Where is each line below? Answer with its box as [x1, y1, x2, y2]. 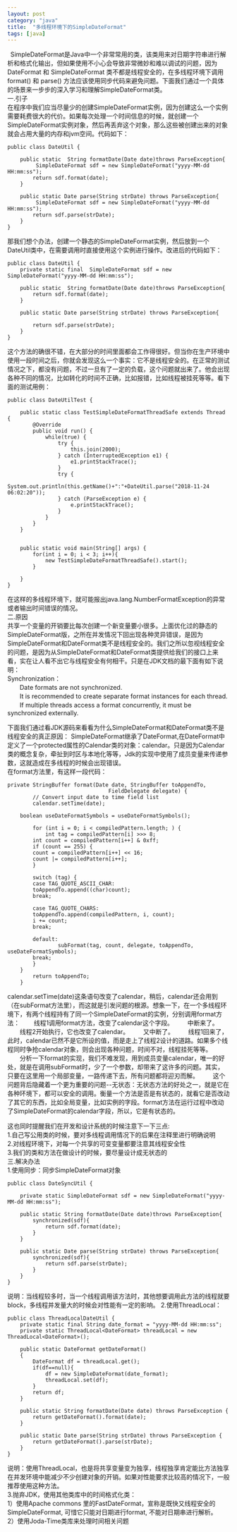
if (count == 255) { [32, 844, 93, 851]
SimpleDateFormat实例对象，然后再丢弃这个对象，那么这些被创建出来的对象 [7, 121, 228, 129]
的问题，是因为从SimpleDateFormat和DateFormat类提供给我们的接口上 [7, 648, 213, 657]
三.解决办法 [7, 1157, 41, 1166]
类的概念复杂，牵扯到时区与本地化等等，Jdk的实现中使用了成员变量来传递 [7, 750, 222, 758]
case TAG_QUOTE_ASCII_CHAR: [32, 880, 115, 887]
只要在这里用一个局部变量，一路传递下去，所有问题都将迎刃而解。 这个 [7, 1071, 226, 1080]
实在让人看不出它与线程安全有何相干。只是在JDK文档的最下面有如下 [19, 657, 217, 665]
